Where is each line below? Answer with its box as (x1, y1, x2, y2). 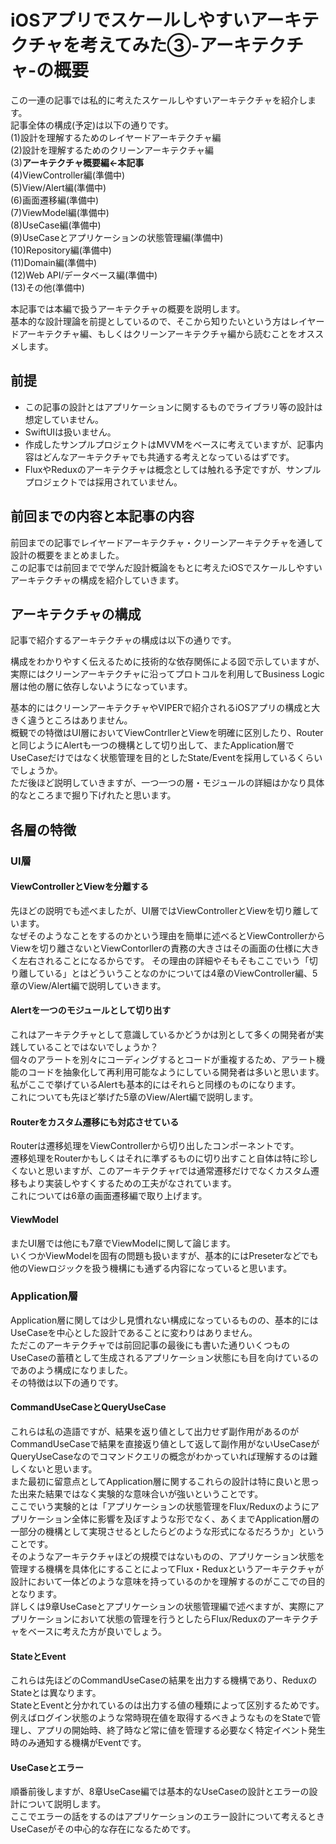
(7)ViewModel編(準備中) (10, 206, 110, 218)
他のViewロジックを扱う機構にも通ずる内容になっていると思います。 (10, 1262, 293, 1274)
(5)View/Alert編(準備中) (10, 181, 107, 193)
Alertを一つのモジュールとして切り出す (10, 1004, 172, 1016)
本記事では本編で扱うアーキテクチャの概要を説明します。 (10, 302, 246, 315)
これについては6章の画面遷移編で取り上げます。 (10, 1190, 208, 1202)
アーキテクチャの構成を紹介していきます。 (10, 574, 185, 586)
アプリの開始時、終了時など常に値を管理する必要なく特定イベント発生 (36, 1724, 326, 1736)
